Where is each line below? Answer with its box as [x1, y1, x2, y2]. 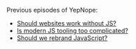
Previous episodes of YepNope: [6, 6, 98, 14]
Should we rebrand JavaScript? [16, 34, 108, 42]
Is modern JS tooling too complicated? [16, 27, 129, 35]
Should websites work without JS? [16, 19, 117, 27]
